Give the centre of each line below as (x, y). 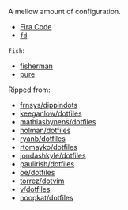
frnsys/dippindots (49, 105)
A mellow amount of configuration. (64, 11)
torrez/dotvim (42, 181)
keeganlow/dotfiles (51, 113)
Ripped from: (30, 90)
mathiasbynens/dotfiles (58, 122)
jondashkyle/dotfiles (53, 155)
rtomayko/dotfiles (48, 147)
